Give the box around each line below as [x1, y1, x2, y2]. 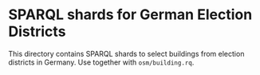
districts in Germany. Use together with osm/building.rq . [8, 57, 195, 67]
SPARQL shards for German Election [8, 6, 253, 24]
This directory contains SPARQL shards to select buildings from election [8, 49, 245, 58]
